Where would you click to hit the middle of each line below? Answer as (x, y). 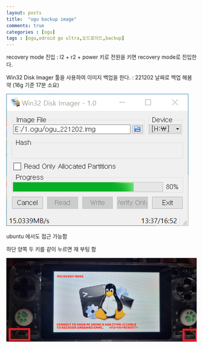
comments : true (25, 25)
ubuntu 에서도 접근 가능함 (37, 237)
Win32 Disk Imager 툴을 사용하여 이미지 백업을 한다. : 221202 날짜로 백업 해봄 (99, 77)
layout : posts (24, 13)
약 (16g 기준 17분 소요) (33, 85)
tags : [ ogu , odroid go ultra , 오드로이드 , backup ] (66, 38)
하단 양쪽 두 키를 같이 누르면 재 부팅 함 (51, 249)
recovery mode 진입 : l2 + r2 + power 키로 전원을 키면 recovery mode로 (94, 57)
